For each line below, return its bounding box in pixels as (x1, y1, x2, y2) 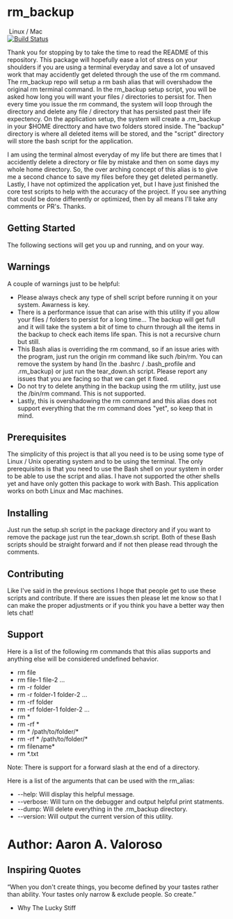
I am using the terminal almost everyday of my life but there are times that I (7, 150, 222, 159)
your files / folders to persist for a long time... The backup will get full (17, 315, 216, 324)
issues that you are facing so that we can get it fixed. (17, 374, 169, 383)
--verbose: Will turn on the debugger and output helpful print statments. (17, 797, 225, 806)
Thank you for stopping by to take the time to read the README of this (7, 48, 209, 56)
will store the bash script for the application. (7, 136, 134, 145)
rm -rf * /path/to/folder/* (17, 735, 88, 743)
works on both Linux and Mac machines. (7, 487, 124, 495)
